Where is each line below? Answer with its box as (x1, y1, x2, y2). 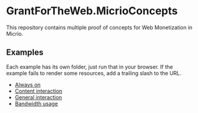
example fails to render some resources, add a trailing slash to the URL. (6, 70, 182, 77)
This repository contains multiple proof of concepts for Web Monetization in (6, 24, 193, 31)
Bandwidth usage (14, 100, 58, 107)
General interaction (14, 93, 63, 101)
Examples (6, 48, 44, 58)
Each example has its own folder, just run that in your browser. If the (6, 63, 173, 70)
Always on (14, 81, 41, 88)
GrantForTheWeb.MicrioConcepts (6, 4, 178, 18)
